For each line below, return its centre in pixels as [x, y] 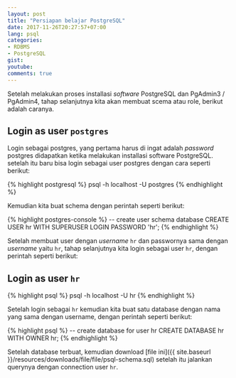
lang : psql [23, 34]
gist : [15, 60]
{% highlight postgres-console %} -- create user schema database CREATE [118, 220]
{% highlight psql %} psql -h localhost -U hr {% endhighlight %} [101, 296]
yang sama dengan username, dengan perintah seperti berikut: [100, 317]
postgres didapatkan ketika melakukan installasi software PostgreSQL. [110, 156]
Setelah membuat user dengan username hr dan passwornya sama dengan [118, 241]
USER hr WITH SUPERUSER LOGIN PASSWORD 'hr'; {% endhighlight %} [113, 227]
